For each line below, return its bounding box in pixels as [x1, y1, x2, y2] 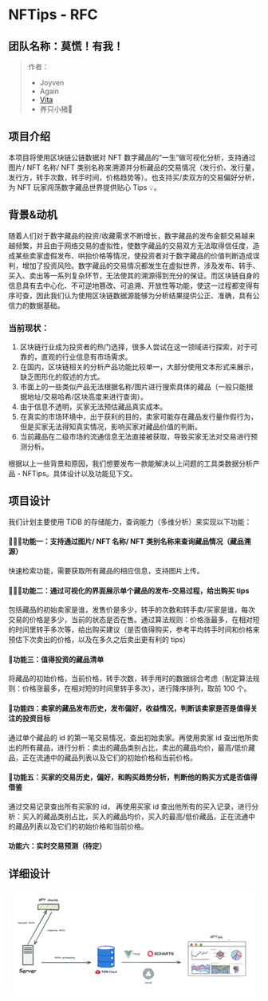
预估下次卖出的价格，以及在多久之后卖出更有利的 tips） [8, 635, 190, 644]
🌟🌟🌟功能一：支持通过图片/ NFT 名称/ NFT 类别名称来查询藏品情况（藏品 [8, 537, 245, 546]
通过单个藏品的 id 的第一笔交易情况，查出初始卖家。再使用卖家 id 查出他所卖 [8, 732, 259, 743]
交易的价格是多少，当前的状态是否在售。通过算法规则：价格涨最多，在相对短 [8, 615, 260, 625]
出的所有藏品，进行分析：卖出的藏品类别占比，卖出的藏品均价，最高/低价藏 [8, 743, 256, 752]
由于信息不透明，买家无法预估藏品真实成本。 [19, 401, 167, 412]
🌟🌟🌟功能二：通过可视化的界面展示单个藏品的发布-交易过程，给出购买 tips [8, 585, 250, 595]
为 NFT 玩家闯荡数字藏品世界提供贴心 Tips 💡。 [8, 182, 161, 192]
